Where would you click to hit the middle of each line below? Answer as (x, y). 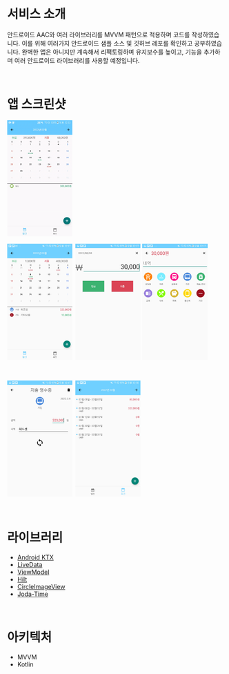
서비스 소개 (37, 14)
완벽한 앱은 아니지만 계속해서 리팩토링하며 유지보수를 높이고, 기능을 (112, 52)
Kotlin (25, 664)
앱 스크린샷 (37, 105)
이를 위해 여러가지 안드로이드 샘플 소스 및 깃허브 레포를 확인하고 (107, 43)
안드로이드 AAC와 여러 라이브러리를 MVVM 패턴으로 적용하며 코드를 (99, 35)
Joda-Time (32, 594)
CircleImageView (41, 586)
